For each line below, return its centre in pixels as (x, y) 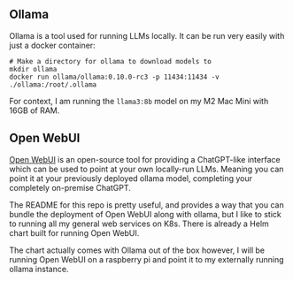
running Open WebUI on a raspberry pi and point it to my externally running (147, 259)
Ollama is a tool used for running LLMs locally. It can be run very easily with (147, 35)
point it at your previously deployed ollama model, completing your (131, 178)
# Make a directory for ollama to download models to (111, 61)
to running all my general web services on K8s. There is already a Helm (139, 224)
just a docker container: (52, 45)
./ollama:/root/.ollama (53, 84)
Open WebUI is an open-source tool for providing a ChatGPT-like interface (145, 159)
